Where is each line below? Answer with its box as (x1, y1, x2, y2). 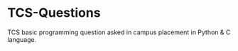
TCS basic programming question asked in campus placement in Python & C (7, 28, 231, 36)
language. (7, 35, 37, 43)
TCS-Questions (7, 5, 101, 21)
